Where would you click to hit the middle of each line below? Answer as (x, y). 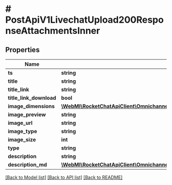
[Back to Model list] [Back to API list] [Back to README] (64, 177)
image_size (22, 140)
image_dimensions (31, 106)
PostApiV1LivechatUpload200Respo (84, 20)
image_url (20, 123)
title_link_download (32, 98)
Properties (23, 50)
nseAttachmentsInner (53, 31)
